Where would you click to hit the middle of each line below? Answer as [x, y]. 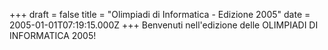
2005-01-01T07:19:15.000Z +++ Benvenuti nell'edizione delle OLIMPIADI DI [164, 25]
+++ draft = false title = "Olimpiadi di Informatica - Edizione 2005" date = [160, 14]
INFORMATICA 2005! [53, 35]
